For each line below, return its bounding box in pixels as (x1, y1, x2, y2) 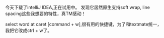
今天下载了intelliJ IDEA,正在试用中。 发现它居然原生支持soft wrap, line (5, 4, 150, 10)
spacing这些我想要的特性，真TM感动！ (5, 10, 86, 16)
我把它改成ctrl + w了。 (5, 27, 52, 33)
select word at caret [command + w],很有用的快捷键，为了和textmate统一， (5, 21, 162, 27)
